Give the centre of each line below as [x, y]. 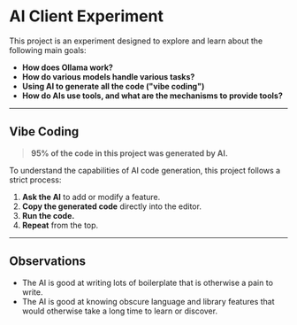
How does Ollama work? [67, 67]
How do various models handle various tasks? [108, 76]
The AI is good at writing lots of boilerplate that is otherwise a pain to [148, 282]
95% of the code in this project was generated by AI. [129, 153]
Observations [48, 262]
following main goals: [48, 50]
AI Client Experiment [86, 16]
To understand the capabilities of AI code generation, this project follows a [145, 170]
